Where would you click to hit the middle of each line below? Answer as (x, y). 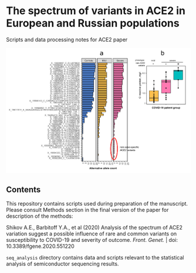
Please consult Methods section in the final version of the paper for (87, 210)
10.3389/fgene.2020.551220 (40, 246)
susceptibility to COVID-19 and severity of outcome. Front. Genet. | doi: (92, 240)
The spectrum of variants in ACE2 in (96, 11)
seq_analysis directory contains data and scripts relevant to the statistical (95, 258)
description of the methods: (40, 216)
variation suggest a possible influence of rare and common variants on (92, 234)
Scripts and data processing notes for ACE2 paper (67, 39)
